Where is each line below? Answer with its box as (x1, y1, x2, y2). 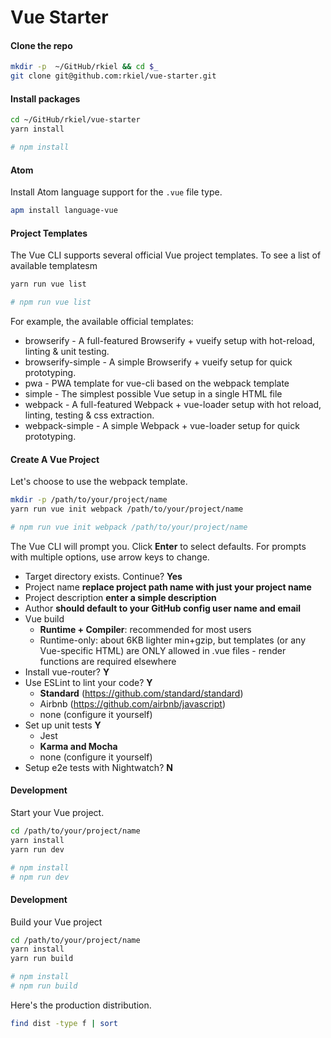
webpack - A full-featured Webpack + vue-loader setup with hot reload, (24, 399, 322, 410)
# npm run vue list (10, 297, 92, 308)
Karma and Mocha (39, 740, 118, 752)
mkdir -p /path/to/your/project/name (10, 495, 168, 505)
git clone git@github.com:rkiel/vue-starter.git (10, 71, 217, 81)
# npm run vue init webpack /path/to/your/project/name (10, 522, 248, 532)
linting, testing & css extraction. (24, 409, 155, 421)
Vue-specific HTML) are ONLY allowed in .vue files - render (39, 644, 287, 656)
